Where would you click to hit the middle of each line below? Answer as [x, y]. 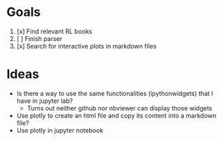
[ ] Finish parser [39, 38]
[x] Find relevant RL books [54, 31]
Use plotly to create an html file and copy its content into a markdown [116, 115]
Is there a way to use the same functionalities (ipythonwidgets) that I [115, 93]
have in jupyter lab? [45, 101]
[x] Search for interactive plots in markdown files [87, 46]
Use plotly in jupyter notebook [60, 130]
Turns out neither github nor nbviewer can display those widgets [120, 108]
